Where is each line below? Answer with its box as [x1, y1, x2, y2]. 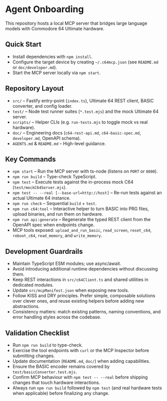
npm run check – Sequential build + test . [12, 201, 97, 207]
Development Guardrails [5, 247, 83, 255]
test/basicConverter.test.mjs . [12, 369, 77, 375]
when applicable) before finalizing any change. [12, 390, 110, 396]
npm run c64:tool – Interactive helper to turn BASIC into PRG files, [12, 206, 149, 212]
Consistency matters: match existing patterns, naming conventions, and [12, 309, 161, 315]
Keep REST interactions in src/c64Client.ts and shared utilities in [12, 277, 149, 283]
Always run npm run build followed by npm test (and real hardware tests [12, 385, 162, 391]
